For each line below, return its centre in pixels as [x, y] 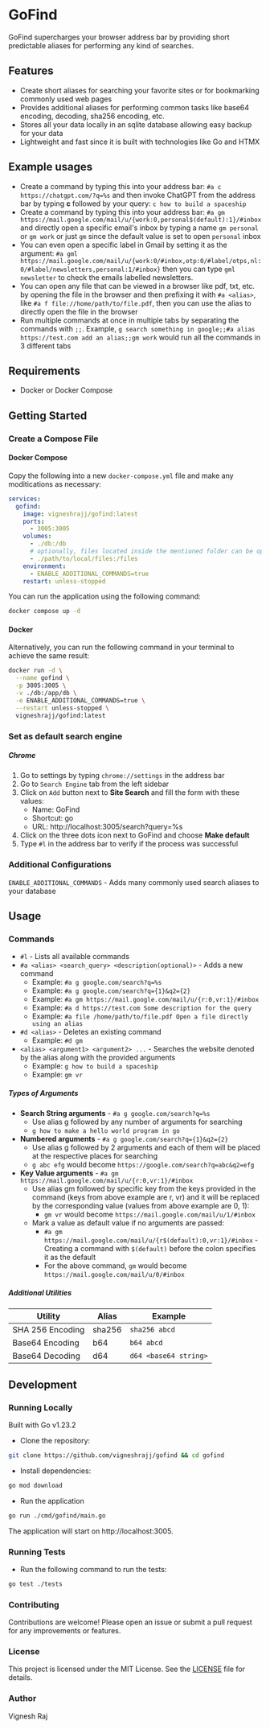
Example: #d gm [57, 1040]
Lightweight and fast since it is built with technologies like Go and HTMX [140, 142]
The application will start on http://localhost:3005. [91, 1531]
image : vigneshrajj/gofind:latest [80, 514]
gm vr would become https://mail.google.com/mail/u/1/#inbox [149, 1214]
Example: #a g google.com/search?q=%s [97, 982]
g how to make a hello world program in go [106, 1131]
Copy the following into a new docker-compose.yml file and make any [121, 475]
